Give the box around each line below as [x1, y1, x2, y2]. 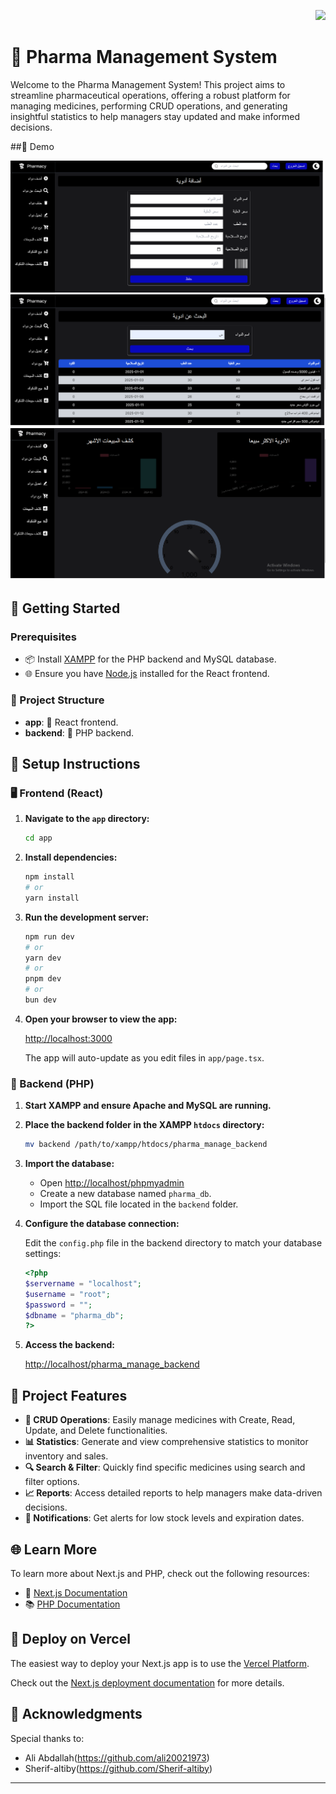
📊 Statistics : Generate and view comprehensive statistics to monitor [24, 1436, 309, 1448]
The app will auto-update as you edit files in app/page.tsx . [24, 1051, 265, 1064]
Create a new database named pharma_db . [39, 1188, 212, 1200]
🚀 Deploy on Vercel [10, 1631, 131, 1648]
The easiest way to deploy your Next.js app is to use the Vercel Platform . [10, 1657, 310, 1669]
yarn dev [24, 953, 62, 963]
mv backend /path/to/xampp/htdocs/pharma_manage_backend [24, 1140, 268, 1150]
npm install [24, 872, 75, 882]
